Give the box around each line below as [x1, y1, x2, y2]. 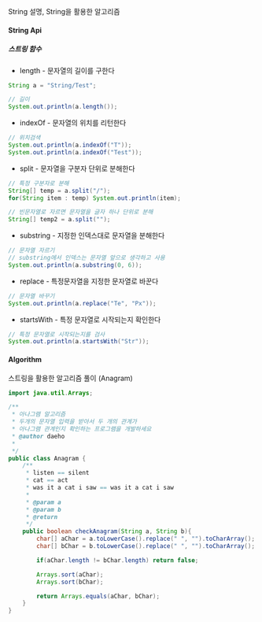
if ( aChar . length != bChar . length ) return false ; [36, 556, 199, 565]
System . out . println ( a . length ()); [8, 103, 118, 111]
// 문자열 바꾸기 [8, 292, 55, 300]
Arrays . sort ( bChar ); [36, 578, 104, 586]
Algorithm [8, 354, 42, 364]
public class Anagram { [8, 454, 87, 462]
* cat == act [25, 476, 68, 484]
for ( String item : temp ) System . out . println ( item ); [8, 194, 181, 202]
